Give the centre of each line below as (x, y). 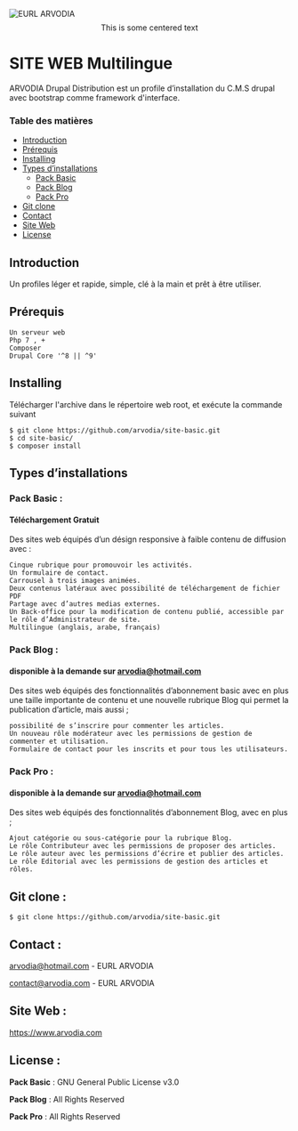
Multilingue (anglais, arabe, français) (85, 627)
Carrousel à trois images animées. (75, 581)
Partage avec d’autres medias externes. (85, 604)
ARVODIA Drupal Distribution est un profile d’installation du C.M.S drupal (142, 88)
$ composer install (45, 446)
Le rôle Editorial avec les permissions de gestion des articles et (139, 862)
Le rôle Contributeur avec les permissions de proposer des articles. (143, 846)
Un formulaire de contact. (59, 573)
